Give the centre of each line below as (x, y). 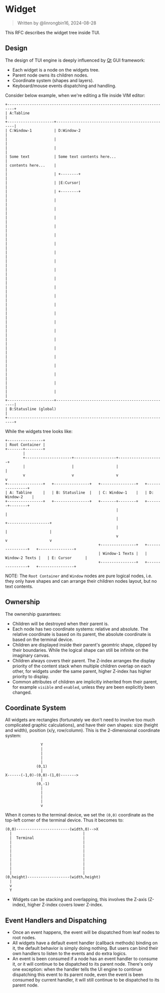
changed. (22, 692)
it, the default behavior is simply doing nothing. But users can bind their (85, 948)
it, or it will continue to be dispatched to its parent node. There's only (82, 964)
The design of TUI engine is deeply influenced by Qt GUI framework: (75, 60)
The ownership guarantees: (33, 614)
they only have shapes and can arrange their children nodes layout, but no (81, 581)
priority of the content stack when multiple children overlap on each (82, 666)
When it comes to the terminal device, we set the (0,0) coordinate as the (80, 815)
